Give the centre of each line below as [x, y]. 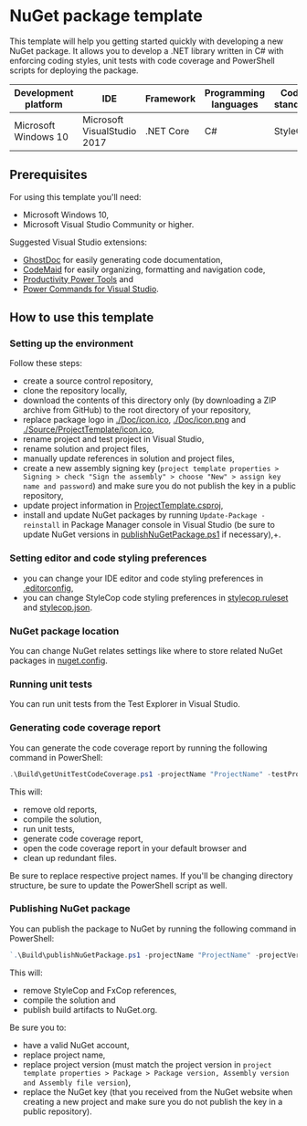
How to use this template [82, 317]
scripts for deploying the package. [74, 70]
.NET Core [167, 131]
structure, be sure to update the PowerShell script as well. [119, 885]
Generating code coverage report [85, 728]
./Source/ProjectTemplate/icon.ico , [88, 429]
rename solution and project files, [85, 449]
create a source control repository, [88, 381]
